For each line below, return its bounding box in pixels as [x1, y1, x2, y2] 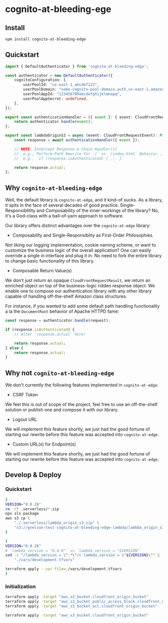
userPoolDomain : [23, 87, 57, 92]
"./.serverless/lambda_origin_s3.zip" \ [14, 520, 99, 526]
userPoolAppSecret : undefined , [23, 96, 88, 101]
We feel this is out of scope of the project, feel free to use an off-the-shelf [5, 401, 158, 407]
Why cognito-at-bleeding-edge [5, 183, 102, 192]
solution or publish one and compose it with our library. [5, 407, 119, 413]
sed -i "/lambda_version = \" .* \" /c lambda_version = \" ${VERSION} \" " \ [5, 553, 160, 558]
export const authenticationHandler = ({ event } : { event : [5, 114, 133, 120]
